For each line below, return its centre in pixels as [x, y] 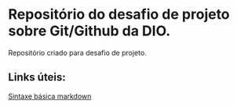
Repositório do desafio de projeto [119, 14]
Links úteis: [37, 77]
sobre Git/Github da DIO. [89, 31]
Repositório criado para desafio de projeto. [77, 52]
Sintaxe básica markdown [50, 96]
